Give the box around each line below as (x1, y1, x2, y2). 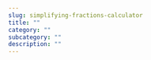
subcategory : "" (8, 33, 62, 41)
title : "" (8, 19, 41, 26)
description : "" (8, 41, 62, 48)
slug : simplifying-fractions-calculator (8, 11, 144, 19)
